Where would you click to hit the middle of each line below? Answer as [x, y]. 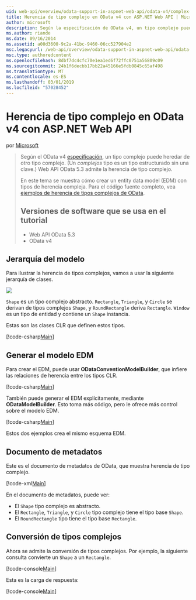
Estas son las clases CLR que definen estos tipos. [66, 325]
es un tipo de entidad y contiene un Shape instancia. [68, 314]
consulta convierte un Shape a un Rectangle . [59, 557]
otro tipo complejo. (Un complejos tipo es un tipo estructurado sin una [104, 163]
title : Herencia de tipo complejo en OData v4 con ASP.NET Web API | [92, 17]
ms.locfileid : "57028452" [37, 88]
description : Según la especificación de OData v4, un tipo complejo [92, 28]
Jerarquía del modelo [45, 259]
